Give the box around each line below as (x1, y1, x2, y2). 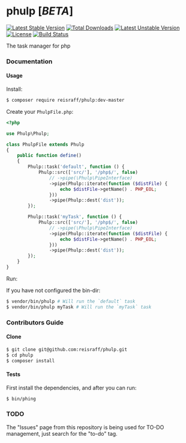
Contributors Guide (6, 318, 64, 326)
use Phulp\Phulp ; (6, 131, 50, 137)
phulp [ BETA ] (6, 4, 74, 18)
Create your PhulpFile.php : (6, 108, 74, 115)
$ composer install (6, 358, 55, 364)
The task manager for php (6, 42, 71, 49)
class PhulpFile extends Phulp (6, 141, 85, 147)
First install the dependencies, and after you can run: (6, 384, 137, 391)
